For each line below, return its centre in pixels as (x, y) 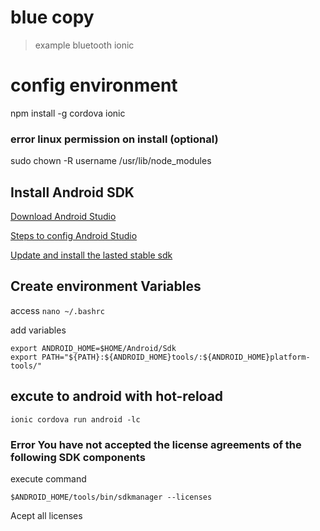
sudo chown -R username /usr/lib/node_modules (111, 161)
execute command (48, 478)
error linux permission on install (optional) (114, 139)
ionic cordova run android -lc (75, 419)
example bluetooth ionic (84, 45)
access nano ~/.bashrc (57, 310)
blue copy (52, 17)
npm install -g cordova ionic (68, 113)
